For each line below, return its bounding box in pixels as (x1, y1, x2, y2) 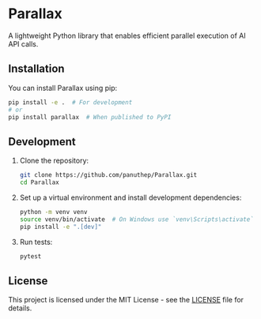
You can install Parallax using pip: (8, 83, 118, 92)
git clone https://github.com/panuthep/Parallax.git (19, 171, 198, 179)
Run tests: (19, 237, 53, 246)
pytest (19, 252, 42, 261)
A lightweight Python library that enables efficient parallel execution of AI (8, 31, 247, 40)
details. (8, 303, 32, 313)
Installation (8, 62, 65, 76)
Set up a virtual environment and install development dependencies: (19, 193, 242, 202)
